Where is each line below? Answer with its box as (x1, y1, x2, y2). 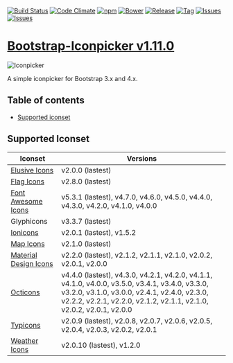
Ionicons (10, 227, 39, 237)
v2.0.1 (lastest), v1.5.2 (61, 227, 137, 237)
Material (10, 250, 37, 260)
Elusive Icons (10, 165, 54, 175)
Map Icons (10, 239, 45, 249)
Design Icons (10, 258, 53, 268)
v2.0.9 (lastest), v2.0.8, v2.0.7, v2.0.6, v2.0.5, (61, 316, 213, 326)
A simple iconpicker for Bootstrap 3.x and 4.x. (7, 74, 138, 82)
